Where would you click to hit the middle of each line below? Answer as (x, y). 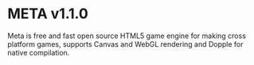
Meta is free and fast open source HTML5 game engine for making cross (127, 36)
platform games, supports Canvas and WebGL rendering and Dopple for (125, 44)
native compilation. (39, 52)
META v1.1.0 (48, 14)
